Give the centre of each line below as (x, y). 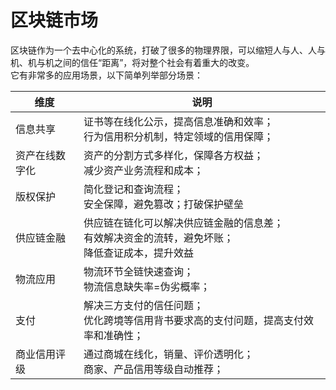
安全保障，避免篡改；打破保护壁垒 (164, 204)
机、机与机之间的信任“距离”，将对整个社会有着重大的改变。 (132, 62)
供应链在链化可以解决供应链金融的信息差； (184, 223)
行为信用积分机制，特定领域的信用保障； (179, 136)
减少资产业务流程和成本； (144, 170)
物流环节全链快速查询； (139, 271)
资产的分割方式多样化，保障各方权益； (174, 155)
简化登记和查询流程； (134, 189)
